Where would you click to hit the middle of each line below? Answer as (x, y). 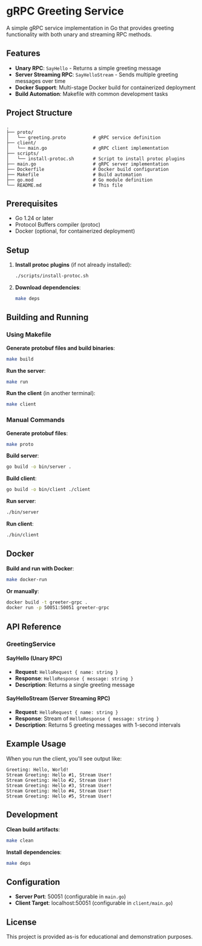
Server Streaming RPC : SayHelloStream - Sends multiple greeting (96, 75)
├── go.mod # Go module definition (80, 180)
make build (20, 359)
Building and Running (47, 317)
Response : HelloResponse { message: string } (74, 678)
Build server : (23, 456)
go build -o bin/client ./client (48, 490)
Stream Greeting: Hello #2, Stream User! (59, 780)
